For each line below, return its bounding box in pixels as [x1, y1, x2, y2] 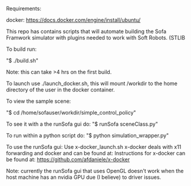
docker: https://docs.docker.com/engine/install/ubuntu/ [6, 17, 141, 23]
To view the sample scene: [6, 97, 71, 105]
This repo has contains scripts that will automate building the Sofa [6, 28, 167, 35]
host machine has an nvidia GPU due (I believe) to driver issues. [6, 174, 162, 181]
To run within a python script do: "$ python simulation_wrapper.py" [6, 132, 169, 139]
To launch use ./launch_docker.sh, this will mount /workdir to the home [6, 80, 178, 87]
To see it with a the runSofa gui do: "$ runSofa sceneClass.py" [6, 120, 158, 128]
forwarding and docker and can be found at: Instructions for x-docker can [6, 150, 186, 156]
